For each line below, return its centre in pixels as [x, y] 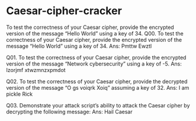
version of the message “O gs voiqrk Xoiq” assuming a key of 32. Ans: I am [98, 87]
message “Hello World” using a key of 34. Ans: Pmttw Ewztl [79, 46]
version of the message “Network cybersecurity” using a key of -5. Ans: [94, 64]
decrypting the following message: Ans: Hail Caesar [69, 112]
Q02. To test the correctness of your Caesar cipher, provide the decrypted [97, 81]
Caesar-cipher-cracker [64, 11]
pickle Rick [20, 94]
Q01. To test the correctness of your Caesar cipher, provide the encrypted [96, 57]
